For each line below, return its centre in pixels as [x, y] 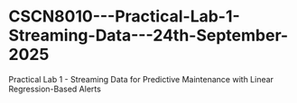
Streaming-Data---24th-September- [148, 35]
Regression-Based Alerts [55, 89]
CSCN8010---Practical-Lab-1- [124, 17]
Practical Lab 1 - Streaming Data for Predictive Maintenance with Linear [141, 79]
